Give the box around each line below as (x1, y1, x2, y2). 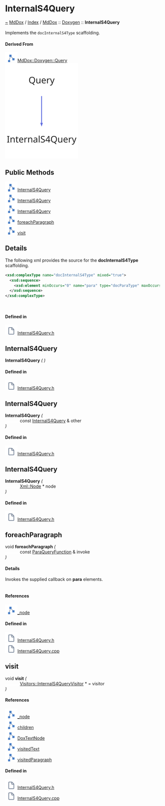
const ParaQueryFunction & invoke (20, 549, 90, 555)
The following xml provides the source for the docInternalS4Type (5, 257, 138, 263)
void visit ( (5, 675, 27, 681)
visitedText (17, 746, 40, 752)
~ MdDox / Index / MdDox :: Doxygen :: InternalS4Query (5, 19, 120, 25)
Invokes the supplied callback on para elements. (5, 576, 103, 582)
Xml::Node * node (20, 483, 56, 489)
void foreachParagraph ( (5, 544, 56, 550)
